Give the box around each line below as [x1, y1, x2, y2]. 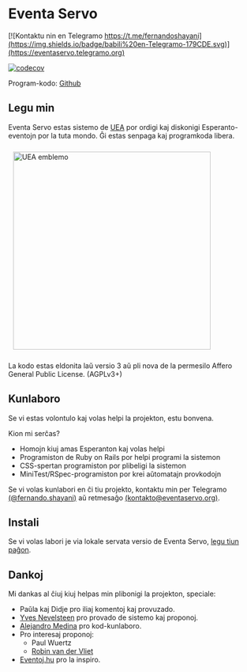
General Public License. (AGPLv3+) [8, 369, 122, 378]
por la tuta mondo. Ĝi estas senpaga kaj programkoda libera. [38, 131, 235, 140]
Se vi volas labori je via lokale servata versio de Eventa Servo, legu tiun [8, 537, 239, 546]
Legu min [8, 101, 55, 115]
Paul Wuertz [31, 638, 73, 647]
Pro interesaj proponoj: [19, 630, 95, 640]
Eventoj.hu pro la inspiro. [19, 655, 101, 665]
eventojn [8, 131, 37, 140]
